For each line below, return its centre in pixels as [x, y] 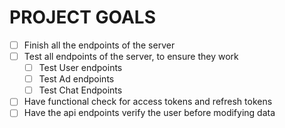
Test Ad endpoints [76, 79]
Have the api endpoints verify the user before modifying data [149, 113]
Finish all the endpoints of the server [99, 45]
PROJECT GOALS [82, 17]
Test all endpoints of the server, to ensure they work [131, 56]
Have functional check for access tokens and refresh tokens [148, 102]
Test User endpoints [80, 68]
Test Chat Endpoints [80, 90]
